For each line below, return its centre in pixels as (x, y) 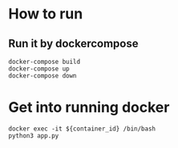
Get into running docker (89, 108)
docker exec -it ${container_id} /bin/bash (82, 129)
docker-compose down (43, 76)
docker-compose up (39, 69)
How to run (46, 14)
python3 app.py (34, 136)
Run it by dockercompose (73, 44)
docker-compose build (44, 62)
